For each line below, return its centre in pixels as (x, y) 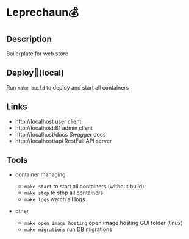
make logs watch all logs (55, 199)
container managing (40, 174)
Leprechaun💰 (43, 12)
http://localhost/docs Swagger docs (60, 134)
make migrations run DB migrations (68, 229)
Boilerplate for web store (37, 54)
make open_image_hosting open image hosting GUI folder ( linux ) (103, 223)
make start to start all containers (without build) (84, 187)
